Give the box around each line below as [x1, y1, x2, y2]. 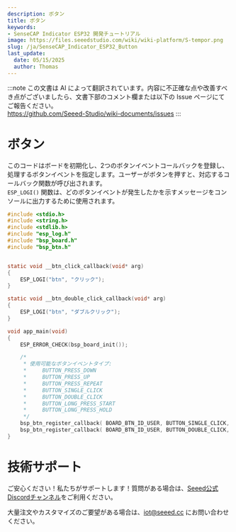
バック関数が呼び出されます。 [19, 179, 106, 187]
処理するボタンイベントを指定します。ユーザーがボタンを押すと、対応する [7, 170, 224, 178]
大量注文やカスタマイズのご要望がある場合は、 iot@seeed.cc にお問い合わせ [7, 508, 229, 516]
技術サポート [7, 459, 83, 475]
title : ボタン [7, 17, 46, 24]
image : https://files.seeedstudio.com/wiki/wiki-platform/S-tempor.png [7, 37, 223, 44]
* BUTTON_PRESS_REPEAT [23, 380, 103, 387]
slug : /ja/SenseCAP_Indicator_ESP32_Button [7, 43, 138, 50]
